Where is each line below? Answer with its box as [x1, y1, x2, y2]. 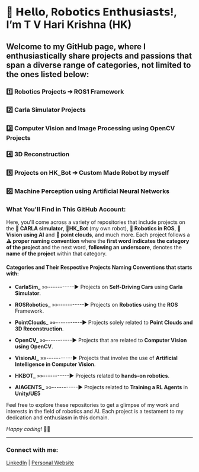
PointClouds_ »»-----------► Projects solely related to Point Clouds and [14, 319, 193, 326]
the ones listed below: [6, 69, 89, 79]
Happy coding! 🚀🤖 [6, 425, 51, 432]
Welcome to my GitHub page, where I [6, 41, 146, 52]
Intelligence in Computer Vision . [14, 361, 96, 368]
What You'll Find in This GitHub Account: [6, 206, 126, 214]
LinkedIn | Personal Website [6, 459, 74, 466]
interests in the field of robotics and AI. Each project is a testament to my [6, 407, 184, 415]
